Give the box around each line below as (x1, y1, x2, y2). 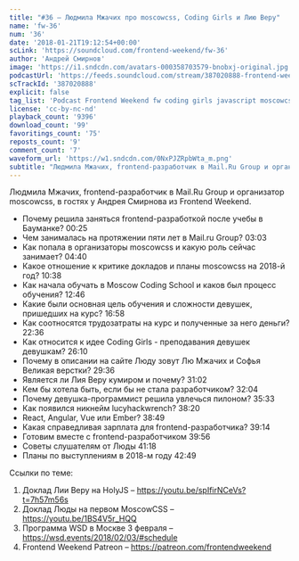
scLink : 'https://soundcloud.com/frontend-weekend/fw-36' (9, 46, 229, 55)
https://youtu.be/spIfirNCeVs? (136, 485, 246, 496)
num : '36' (9, 29, 46, 38)
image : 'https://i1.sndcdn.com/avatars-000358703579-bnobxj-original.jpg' (9, 63, 293, 72)
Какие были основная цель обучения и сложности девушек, (21, 299, 253, 309)
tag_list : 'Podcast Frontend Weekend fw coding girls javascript (9, 95, 256, 105)
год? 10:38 (21, 270, 62, 281)
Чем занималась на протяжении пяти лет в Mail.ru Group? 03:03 (21, 233, 267, 243)
